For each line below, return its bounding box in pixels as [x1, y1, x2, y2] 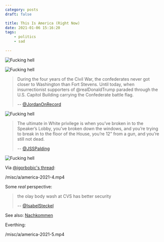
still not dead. [17, 136, 45, 142]
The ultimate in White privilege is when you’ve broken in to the [17, 120, 144, 126]
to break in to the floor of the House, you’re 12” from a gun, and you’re [17, 131, 160, 137]
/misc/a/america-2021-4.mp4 [5, 174, 65, 180]
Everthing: [5, 222, 26, 228]
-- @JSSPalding [17, 146, 50, 151]
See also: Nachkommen [5, 212, 53, 218]
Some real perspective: [5, 183, 53, 189]
